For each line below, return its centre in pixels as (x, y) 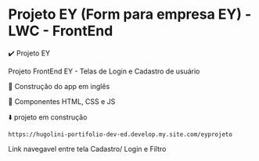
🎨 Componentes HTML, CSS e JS (62, 101)
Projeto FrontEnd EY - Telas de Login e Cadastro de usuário (104, 71)
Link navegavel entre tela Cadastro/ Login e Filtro (87, 148)
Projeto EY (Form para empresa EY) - (130, 14)
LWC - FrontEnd (61, 31)
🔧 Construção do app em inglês (59, 86)
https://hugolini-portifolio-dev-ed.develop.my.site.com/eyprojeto (121, 134)
